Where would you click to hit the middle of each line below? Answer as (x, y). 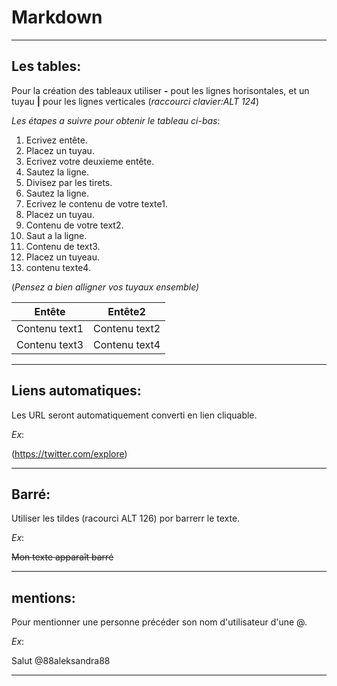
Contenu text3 (50, 344)
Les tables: (46, 66)
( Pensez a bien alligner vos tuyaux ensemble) (105, 287)
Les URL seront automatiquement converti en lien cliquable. (134, 415)
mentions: (43, 597)
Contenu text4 (127, 344)
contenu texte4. (58, 267)
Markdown (57, 17)
